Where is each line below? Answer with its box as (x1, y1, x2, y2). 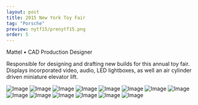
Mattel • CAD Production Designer (6, 48, 93, 56)
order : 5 (6, 32, 29, 38)
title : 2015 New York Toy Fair (6, 15, 86, 21)
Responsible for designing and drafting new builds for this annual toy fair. (6, 60, 190, 68)
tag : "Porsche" (6, 20, 45, 26)
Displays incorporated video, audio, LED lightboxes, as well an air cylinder (6, 67, 192, 74)
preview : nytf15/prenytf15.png (6, 26, 86, 32)
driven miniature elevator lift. (6, 73, 78, 81)
